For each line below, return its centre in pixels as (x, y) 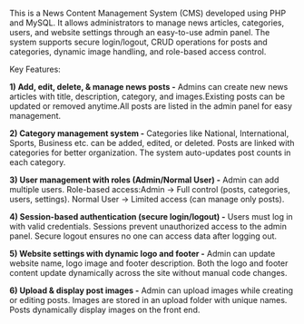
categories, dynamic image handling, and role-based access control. (138, 52)
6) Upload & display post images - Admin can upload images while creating (151, 290)
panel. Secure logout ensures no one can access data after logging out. (143, 236)
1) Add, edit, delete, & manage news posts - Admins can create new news (149, 87)
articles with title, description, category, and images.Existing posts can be (147, 96)
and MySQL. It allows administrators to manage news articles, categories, (147, 23)
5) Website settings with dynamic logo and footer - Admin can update (142, 254)
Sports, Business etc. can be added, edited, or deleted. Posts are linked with (152, 143)
